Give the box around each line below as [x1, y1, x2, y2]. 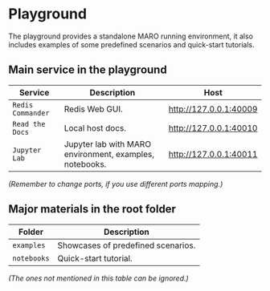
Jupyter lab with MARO [63, 138, 151, 149]
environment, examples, [63, 148, 155, 160]
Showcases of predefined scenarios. [57, 240, 196, 251]
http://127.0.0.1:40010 [168, 122, 258, 133]
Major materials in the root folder [8, 202, 177, 216]
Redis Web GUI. [63, 103, 123, 115]
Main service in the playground [8, 63, 167, 77]
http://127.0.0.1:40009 [168, 103, 258, 115]
